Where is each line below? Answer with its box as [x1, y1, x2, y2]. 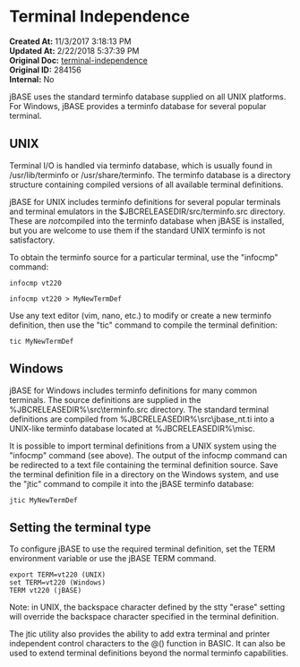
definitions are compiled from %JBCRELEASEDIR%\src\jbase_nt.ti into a [9, 414, 275, 424]
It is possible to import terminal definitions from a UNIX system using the [9, 440, 278, 451]
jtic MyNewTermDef [9, 495, 78, 505]
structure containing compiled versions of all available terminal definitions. [9, 179, 284, 190]
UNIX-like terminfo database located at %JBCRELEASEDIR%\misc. [9, 423, 255, 433]
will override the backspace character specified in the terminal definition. [9, 611, 279, 622]
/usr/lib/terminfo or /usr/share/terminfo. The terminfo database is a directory [9, 169, 291, 180]
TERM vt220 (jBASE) [9, 586, 82, 595]
